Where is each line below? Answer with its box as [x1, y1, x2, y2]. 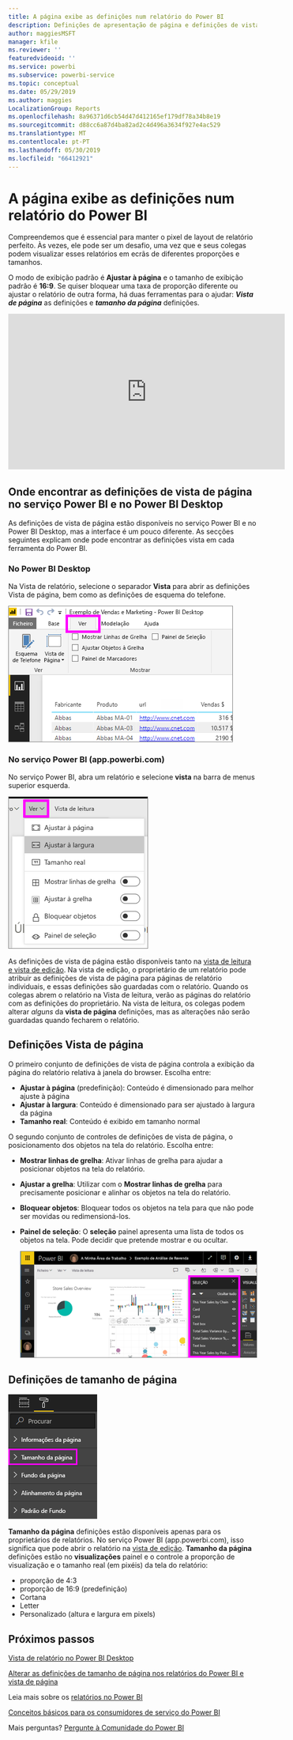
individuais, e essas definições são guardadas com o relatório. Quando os [8, 981, 249, 991]
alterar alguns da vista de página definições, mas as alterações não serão [8, 1006, 250, 1016]
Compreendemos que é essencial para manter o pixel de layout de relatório [8, 232, 254, 242]
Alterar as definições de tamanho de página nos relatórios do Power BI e [8, 1669, 245, 1678]
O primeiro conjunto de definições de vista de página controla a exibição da [8, 1059, 255, 1069]
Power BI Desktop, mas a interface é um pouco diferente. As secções [8, 527, 235, 537]
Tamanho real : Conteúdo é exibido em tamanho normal [19, 1116, 201, 1126]
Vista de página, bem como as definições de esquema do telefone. [8, 590, 227, 599]
